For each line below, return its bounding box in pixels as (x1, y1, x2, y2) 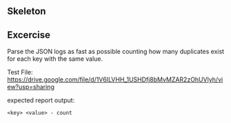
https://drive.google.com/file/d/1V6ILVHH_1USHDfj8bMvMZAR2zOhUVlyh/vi (7, 75, 223, 84)
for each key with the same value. (7, 55, 103, 63)
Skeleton (7, 6, 46, 17)
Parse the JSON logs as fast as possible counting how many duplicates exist (7, 48, 225, 56)
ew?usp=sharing (7, 83, 55, 91)
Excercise (7, 29, 50, 41)
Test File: (7, 68, 33, 77)
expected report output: (7, 96, 75, 104)
